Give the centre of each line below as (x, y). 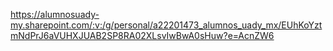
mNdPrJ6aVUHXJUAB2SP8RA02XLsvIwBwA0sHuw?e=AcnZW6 (142, 35)
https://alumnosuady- (55, 14)
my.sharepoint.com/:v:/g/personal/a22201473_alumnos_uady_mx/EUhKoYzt (166, 25)
